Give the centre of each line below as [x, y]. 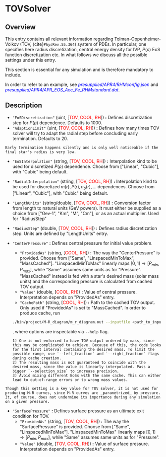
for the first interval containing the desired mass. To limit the [83, 350]
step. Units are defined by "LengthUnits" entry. [60, 233]
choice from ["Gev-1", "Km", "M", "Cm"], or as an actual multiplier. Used [85, 213]
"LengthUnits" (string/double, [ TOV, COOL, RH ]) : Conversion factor [82, 203]
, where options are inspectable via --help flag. [60, 332]
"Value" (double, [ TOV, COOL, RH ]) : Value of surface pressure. [84, 444]
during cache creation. [37, 358]
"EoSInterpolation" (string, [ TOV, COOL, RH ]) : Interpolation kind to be [84, 161]
